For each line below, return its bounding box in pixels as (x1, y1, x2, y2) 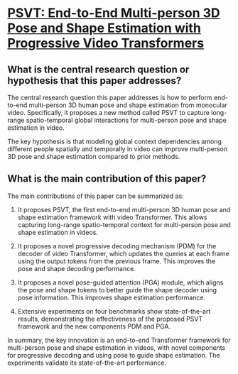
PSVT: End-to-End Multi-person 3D (7, 5, 220, 21)
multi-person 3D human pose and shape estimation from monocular (28, 101, 227, 109)
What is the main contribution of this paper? (7, 172, 207, 185)
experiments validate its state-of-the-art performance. (7, 358, 167, 367)
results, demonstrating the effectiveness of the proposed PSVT (17, 314, 203, 323)
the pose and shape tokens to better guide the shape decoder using (17, 285, 217, 294)
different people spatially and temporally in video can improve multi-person (7, 145, 228, 153)
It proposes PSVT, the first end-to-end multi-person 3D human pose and (17, 205, 231, 214)
